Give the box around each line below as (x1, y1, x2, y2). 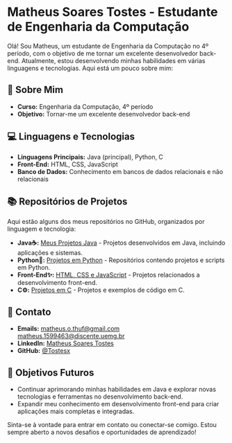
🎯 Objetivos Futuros (7, 367, 94, 379)
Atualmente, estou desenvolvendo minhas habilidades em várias (21, 56, 206, 64)
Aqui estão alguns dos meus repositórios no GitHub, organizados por (7, 218, 205, 226)
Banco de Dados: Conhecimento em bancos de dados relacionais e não (17, 167, 224, 175)
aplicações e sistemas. (17, 249, 83, 257)
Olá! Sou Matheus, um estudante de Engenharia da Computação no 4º (7, 42, 209, 50)
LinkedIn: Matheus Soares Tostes (17, 339, 115, 347)
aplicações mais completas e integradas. (17, 407, 135, 415)
